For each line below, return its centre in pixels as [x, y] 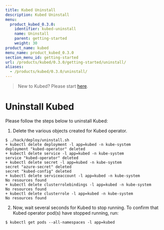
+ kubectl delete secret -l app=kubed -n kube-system [64, 162]
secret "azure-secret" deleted [38, 167]
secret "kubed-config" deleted [38, 171]
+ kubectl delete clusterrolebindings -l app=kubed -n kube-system [78, 185]
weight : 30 [26, 43]
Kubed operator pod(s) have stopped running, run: [65, 213]
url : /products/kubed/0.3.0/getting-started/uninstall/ [66, 62]
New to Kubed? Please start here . [53, 86]
